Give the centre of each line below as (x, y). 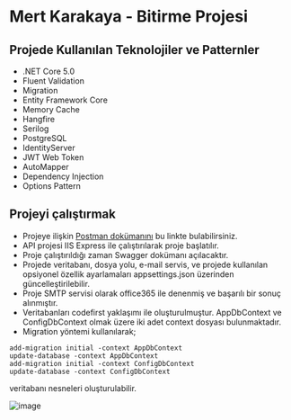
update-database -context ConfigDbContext (90, 371)
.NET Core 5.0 (48, 71)
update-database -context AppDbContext (84, 356)
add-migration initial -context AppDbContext (96, 348)
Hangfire (39, 119)
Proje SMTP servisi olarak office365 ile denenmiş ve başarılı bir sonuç (151, 293)
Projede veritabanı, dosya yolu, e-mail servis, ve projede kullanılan (145, 264)
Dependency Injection (63, 176)
